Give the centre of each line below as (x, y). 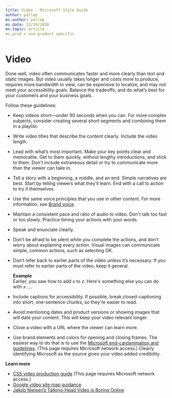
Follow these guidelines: (31, 105)
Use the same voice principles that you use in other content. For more (87, 199)
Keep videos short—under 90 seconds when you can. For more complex (90, 115)
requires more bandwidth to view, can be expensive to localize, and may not (86, 84)
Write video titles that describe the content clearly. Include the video (85, 136)
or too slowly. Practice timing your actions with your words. (75, 219)
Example (22, 276)
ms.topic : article (25, 29)
